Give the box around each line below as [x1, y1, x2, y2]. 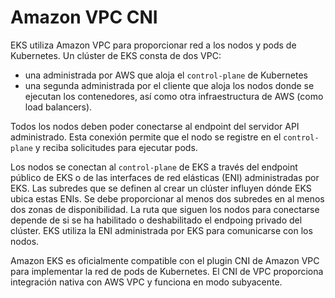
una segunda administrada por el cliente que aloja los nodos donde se [24, 79, 315, 91]
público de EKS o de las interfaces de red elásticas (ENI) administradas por [10, 171, 320, 183]
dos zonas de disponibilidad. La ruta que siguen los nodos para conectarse [10, 203, 320, 215]
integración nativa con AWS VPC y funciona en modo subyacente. [10, 276, 283, 288]
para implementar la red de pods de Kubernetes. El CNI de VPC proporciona [10, 265, 324, 277]
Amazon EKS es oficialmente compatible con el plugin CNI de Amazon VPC [10, 254, 320, 266]
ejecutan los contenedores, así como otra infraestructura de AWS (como [24, 90, 324, 102]
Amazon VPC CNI [10, 6, 158, 29]
